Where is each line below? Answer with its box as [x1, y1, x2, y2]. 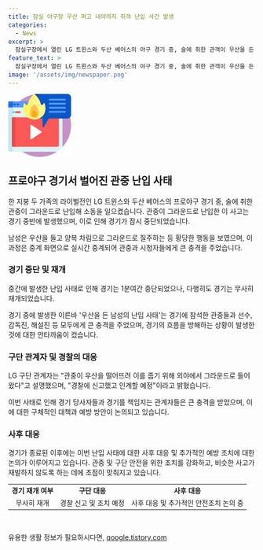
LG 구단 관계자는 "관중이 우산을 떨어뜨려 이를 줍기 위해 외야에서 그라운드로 [8, 371, 236, 381]
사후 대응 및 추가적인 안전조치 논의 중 [130, 498, 244, 508]
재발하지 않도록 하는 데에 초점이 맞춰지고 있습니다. [8, 468, 162, 478]
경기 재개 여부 [11, 486, 53, 496]
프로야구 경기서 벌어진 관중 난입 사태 [8, 174, 173, 188]
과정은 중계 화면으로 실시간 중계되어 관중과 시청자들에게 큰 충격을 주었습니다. [8, 242, 243, 252]
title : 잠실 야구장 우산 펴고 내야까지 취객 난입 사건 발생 [8, 13, 174, 20]
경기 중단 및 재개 [8, 264, 66, 275]
